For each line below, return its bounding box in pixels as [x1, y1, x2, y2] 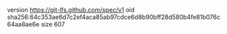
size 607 [40, 20, 65, 28]
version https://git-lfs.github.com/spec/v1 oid [7, 6, 135, 14]
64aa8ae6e [7, 20, 40, 28]
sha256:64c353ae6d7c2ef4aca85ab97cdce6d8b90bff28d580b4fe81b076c [7, 13, 221, 21]
